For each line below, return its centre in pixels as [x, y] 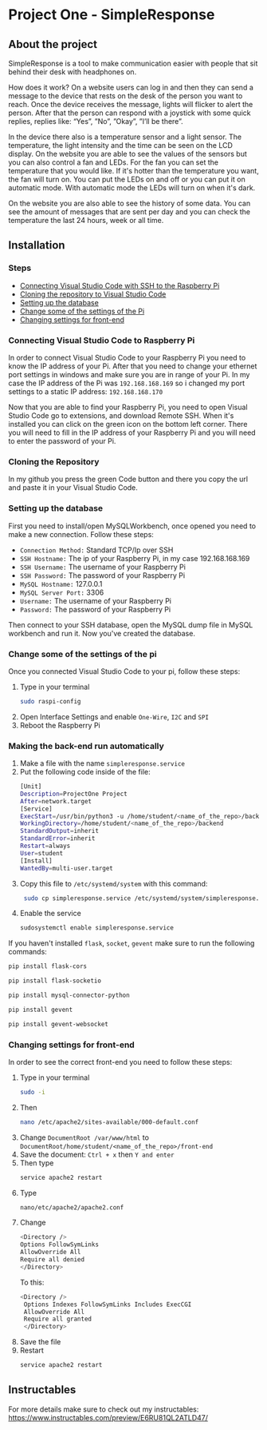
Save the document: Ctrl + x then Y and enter [97, 1154]
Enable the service [50, 914]
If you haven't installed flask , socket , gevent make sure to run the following [132, 943]
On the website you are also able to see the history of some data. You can [130, 203]
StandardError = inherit [57, 838]
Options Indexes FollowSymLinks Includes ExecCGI [108, 1305]
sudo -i [32, 1092]
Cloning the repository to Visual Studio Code [93, 294]
